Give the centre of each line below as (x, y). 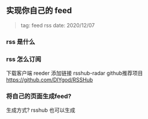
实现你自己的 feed (39, 11)
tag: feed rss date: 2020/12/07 (58, 25)
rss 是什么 (21, 41)
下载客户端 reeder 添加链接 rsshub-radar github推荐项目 (75, 73)
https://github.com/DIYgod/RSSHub (50, 80)
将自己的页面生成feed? (39, 96)
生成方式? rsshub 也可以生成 (41, 110)
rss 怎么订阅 (24, 59)
